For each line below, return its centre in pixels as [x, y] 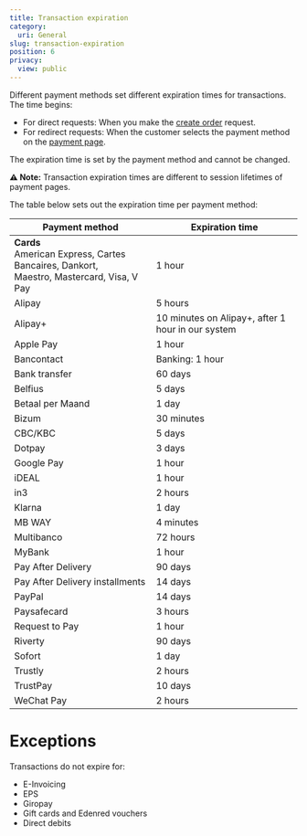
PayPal [29, 597]
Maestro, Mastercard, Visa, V [76, 277]
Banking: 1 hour [190, 359]
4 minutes [177, 522]
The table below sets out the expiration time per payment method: [134, 204]
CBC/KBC [35, 433]
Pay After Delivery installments [80, 581]
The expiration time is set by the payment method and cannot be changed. [150, 159]
